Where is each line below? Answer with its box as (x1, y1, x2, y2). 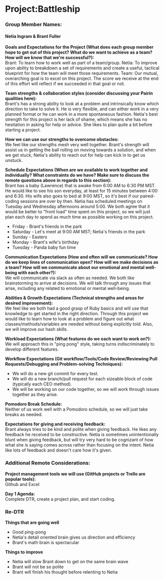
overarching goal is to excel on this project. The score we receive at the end (5, 75, 159, 82)
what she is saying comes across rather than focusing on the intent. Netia (5, 442, 154, 448)
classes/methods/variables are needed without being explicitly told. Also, (5, 321, 153, 327)
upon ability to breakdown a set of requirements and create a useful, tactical (5, 65, 160, 71)
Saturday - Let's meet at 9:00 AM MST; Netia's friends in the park (12, 229, 146, 235)
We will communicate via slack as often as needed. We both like (5, 275, 135, 281)
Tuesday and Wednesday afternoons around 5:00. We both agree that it (5, 203, 150, 210)
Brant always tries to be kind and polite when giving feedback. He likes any (5, 426, 157, 432)
